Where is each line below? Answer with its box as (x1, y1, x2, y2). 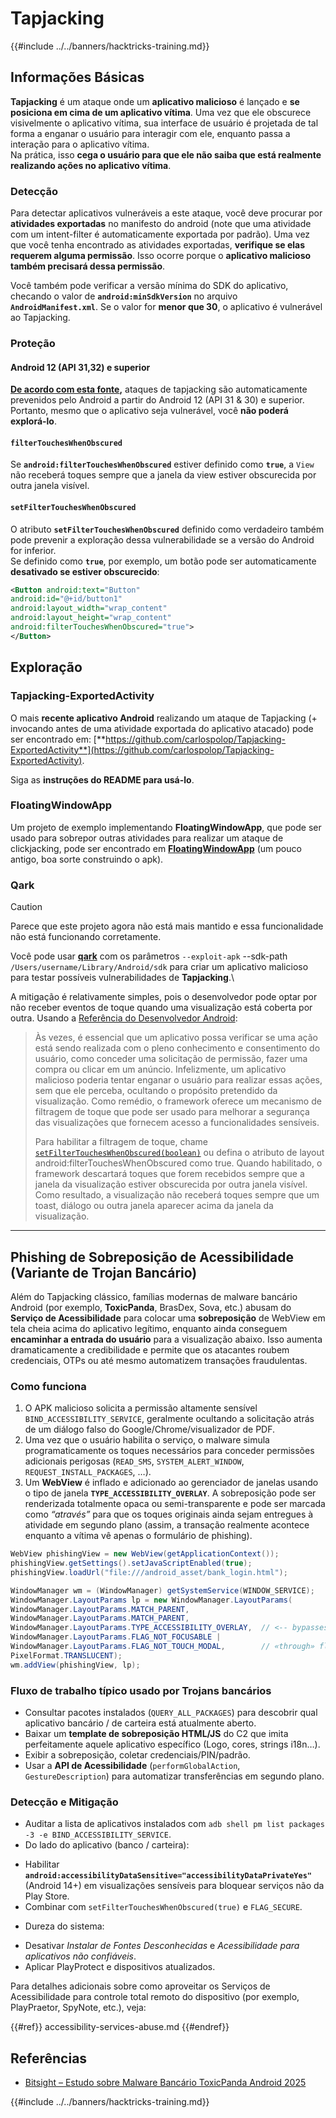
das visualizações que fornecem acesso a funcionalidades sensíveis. (34, 1117, 320, 1129)
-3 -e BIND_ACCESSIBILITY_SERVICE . (24, 1828, 172, 1841)
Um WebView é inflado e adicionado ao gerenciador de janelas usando (24, 1477, 319, 1489)
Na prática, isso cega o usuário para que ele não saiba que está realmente (10, 148, 322, 161)
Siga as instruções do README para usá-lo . (10, 773, 195, 786)
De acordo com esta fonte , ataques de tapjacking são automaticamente (10, 383, 308, 396)
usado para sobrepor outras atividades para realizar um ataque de (10, 832, 284, 844)
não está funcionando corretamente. (10, 931, 162, 943)
